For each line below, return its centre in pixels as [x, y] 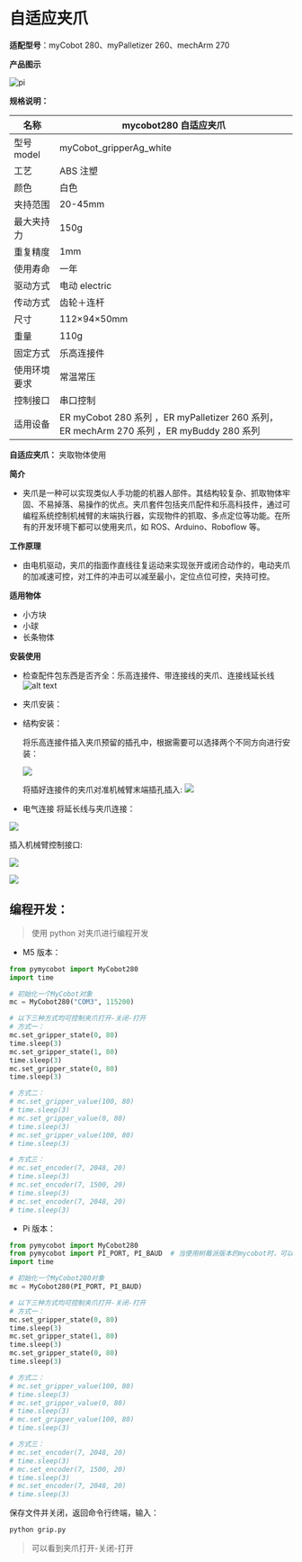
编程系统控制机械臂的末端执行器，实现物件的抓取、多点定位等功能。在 [152, 515]
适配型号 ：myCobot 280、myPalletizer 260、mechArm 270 [120, 45]
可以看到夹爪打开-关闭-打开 [82, 1548]
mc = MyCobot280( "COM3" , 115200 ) [72, 1002]
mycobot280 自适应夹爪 [174, 125]
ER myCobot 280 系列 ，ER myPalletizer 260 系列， [169, 417]
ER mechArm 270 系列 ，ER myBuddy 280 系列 [160, 430]
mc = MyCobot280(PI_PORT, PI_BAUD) [76, 1287]
